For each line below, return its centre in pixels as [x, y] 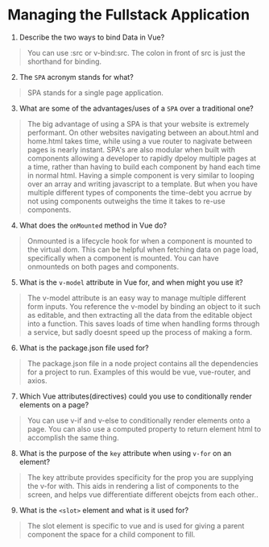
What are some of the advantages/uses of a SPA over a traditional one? [137, 108]
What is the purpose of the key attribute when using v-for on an [125, 453]
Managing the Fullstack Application [129, 15]
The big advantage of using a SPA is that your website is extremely [138, 123]
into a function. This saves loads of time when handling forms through [143, 324]
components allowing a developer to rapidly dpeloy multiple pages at [142, 158]
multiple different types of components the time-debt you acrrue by [139, 192]
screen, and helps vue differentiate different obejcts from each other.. [143, 495]
